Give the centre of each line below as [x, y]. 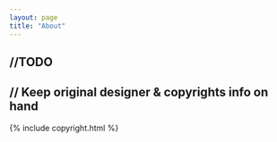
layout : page [34, 17]
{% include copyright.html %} [64, 128]
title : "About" [38, 26]
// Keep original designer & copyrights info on [139, 92]
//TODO [31, 62]
